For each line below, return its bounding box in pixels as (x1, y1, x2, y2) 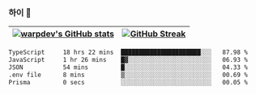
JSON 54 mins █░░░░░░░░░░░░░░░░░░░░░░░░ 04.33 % (8, 63, 249, 72)
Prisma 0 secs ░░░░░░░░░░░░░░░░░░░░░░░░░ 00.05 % (8, 78, 249, 86)
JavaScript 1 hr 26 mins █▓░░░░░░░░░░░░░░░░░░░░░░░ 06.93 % (8, 56, 249, 64)
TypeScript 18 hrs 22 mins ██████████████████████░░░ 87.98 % (8, 48, 249, 57)
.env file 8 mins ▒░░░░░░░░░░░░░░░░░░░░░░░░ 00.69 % (8, 71, 249, 79)
